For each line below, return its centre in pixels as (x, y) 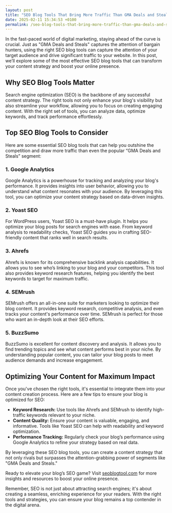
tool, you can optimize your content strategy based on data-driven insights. (85, 197)
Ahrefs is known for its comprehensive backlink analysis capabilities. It (80, 262)
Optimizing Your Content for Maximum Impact (80, 376)
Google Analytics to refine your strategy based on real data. (76, 443)
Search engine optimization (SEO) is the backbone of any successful (78, 95)
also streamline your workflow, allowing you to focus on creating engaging (84, 106)
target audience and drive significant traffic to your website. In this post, (81, 55)
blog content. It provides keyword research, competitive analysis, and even (84, 309)
